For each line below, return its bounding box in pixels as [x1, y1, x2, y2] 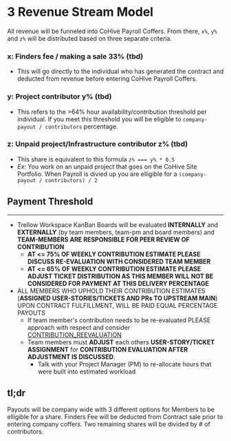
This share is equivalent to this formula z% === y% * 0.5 [16, 155, 175, 163]
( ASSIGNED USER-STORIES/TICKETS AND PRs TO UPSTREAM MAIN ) [16, 294, 218, 302]
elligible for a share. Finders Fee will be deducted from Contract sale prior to [7, 413, 223, 421]
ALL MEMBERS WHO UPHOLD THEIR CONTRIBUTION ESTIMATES [16, 286, 206, 295]
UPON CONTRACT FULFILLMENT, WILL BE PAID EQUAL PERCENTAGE [16, 301, 218, 309]
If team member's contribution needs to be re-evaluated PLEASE [27, 315, 211, 324]
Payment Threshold [7, 196, 93, 208]
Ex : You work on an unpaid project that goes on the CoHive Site [16, 162, 197, 170]
